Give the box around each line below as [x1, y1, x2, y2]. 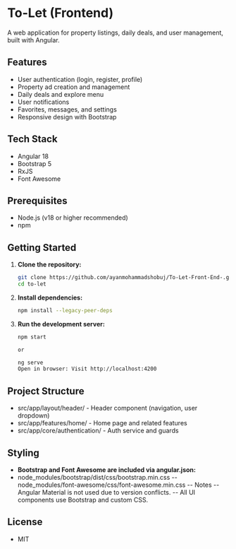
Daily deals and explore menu [17, 90, 104, 98]
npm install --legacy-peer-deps [17, 307, 113, 314]
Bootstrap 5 [17, 159, 52, 167]
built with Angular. [7, 35, 60, 44]
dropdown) [17, 411, 50, 420]
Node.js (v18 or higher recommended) [17, 213, 128, 222]
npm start [17, 333, 47, 341]
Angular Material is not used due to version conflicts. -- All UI [17, 488, 196, 496]
